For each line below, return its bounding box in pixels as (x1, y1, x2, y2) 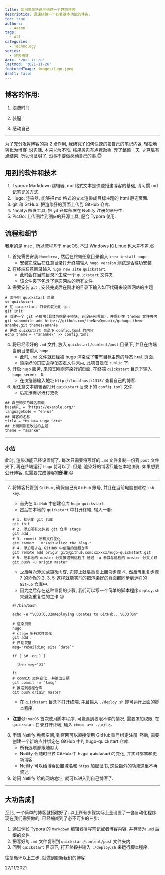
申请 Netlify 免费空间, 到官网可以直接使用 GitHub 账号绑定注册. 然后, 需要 (12, 732, 160, 738)
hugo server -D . (12, 372, 45, 378)
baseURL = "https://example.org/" (5, 405, 76, 410)
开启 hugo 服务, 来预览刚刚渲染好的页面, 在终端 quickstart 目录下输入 (12, 366, 152, 372)
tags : (5, 30, 16, 35)
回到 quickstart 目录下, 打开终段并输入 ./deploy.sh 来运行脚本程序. (12, 845, 149, 850)
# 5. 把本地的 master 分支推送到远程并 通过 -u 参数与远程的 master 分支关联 (12, 555, 158, 560)
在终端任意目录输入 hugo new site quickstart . (12, 266, 107, 272)
